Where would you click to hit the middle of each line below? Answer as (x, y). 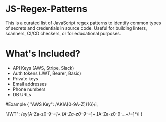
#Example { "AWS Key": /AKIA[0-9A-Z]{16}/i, (52, 104)
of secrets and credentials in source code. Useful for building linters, (76, 28)
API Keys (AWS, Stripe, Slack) (43, 68)
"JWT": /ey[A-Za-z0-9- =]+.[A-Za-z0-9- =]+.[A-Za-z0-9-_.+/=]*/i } (74, 114)
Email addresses (29, 84)
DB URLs (22, 94)
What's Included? (43, 54)
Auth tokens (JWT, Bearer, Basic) (47, 73)
